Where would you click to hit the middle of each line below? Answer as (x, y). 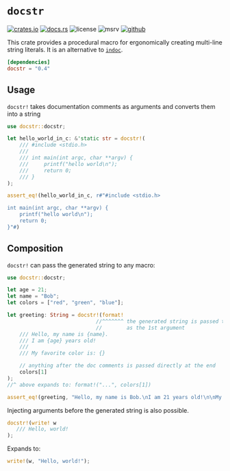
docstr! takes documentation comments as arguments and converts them (111, 106)
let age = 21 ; (27, 290)
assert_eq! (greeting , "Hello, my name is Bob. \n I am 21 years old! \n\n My (115, 397)
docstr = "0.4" (29, 69)
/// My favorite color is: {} (63, 353)
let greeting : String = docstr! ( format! (66, 315)
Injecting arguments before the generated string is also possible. (98, 410)
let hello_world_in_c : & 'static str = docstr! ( (76, 138)
